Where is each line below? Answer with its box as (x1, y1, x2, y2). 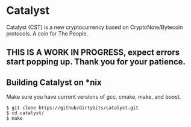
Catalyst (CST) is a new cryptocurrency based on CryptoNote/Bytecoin (6, 23, 183, 31)
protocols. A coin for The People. (6, 29, 89, 37)
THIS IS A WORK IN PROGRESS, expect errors (6, 48, 180, 58)
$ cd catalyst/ (6, 110, 45, 116)
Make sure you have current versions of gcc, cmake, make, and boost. (6, 93, 181, 101)
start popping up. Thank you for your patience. (6, 57, 186, 67)
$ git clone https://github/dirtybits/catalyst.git (6, 105, 139, 111)
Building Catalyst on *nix (6, 77, 102, 87)
